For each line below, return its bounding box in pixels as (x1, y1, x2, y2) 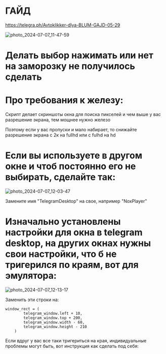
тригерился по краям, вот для (5, 259, 139, 271)
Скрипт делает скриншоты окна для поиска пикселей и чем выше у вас (5, 111, 161, 117)
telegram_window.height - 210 (23, 324, 87, 329)
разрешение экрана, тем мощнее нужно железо (5, 117, 110, 123)
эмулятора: (5, 270, 57, 282)
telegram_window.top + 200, (23, 315, 82, 320)
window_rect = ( (5, 306, 39, 311)
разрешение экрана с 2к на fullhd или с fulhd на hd (5, 132, 116, 138)
